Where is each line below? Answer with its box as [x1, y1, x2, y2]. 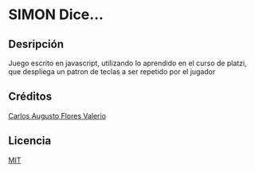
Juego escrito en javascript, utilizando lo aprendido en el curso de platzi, [8, 58, 247, 68]
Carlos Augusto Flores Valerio [8, 111, 106, 120]
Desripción [8, 37, 65, 51]
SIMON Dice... [8, 6, 104, 24]
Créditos [8, 90, 53, 104]
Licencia [8, 134, 52, 148]
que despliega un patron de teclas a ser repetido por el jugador [8, 67, 216, 76]
